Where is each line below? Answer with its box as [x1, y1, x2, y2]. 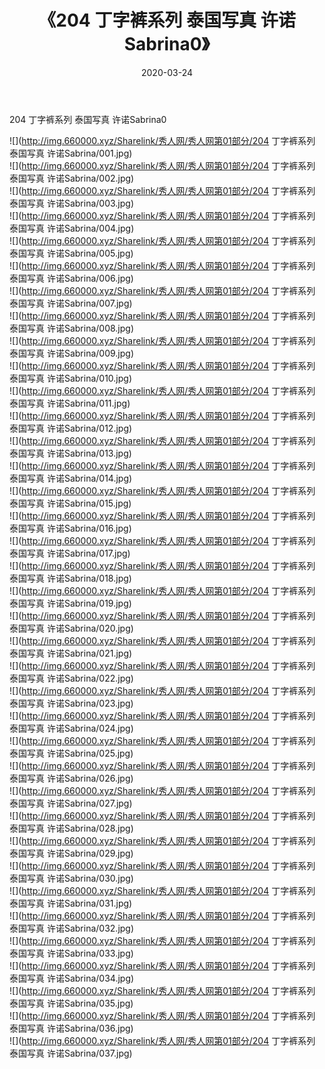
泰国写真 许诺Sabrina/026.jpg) [9, 772, 134, 784]
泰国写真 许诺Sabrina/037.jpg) [9, 1047, 133, 1059]
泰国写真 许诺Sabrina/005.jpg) [9, 247, 134, 259]
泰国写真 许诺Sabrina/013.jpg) [9, 447, 132, 459]
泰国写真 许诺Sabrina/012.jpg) [9, 422, 133, 434]
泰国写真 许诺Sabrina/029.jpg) [9, 847, 134, 859]
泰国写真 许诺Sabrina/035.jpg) [9, 997, 134, 1009]
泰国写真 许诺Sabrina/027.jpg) [9, 797, 133, 809]
